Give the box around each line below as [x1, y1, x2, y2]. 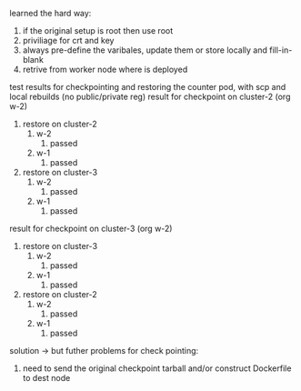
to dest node [22, 373, 71, 383]
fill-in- [269, 45, 293, 55]
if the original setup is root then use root [22, 25, 174, 35]
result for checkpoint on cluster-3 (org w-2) [9, 223, 173, 234]
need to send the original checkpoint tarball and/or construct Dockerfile [22, 363, 292, 374]
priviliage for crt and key [22, 35, 115, 45]
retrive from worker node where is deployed [22, 64, 188, 75]
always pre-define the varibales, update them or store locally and [22, 45, 268, 55]
